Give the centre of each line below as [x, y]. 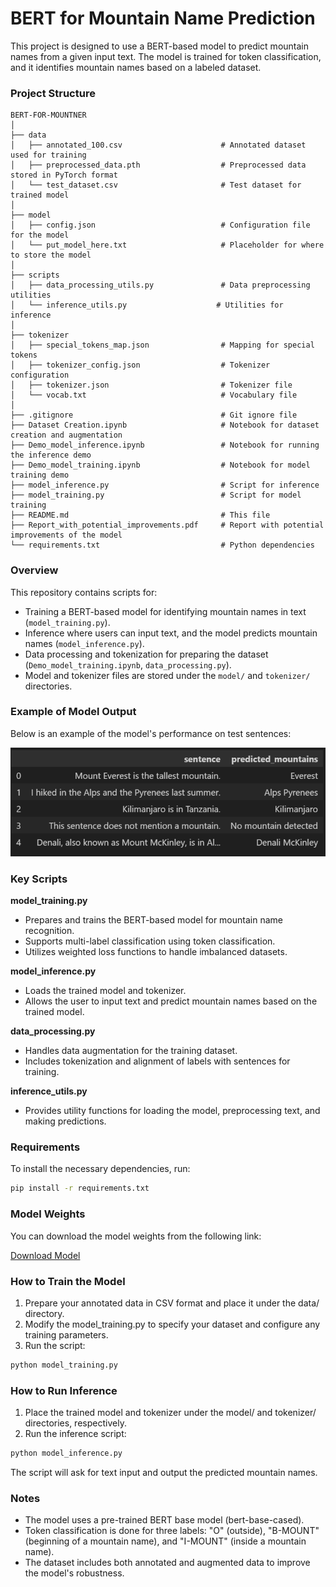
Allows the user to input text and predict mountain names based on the [171, 1001]
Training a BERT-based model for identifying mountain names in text [165, 611]
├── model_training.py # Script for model [156, 495]
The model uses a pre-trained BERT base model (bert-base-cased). [164, 1520]
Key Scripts [39, 879]
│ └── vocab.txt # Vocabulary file [154, 395]
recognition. [49, 931]
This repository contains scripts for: [84, 592]
